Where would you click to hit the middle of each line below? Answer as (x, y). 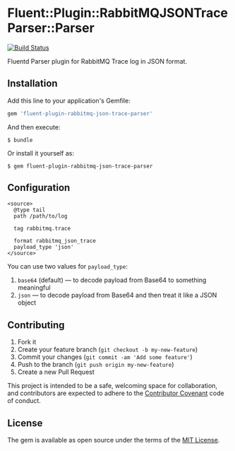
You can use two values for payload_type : (68, 266)
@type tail (30, 210)
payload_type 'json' (44, 247)
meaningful (34, 288)
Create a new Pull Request (56, 372)
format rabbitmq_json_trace (55, 241)
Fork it (27, 342)
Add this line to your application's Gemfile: (69, 100)
